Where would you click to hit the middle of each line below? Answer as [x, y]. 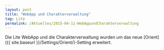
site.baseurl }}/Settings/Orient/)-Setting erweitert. [62, 43]
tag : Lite [15, 19]
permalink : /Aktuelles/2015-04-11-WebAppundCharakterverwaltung [72, 23]
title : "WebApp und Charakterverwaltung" [48, 14]
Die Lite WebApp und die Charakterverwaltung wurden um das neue [74, 37]
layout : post [18, 10]
